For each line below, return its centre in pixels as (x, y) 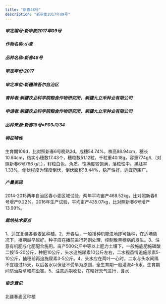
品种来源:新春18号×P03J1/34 (35, 125)
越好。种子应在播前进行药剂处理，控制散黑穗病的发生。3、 (95, 240)
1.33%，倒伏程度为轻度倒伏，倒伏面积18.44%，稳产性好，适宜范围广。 (78, 170)
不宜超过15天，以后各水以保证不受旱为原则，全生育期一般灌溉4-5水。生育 (81, 265)
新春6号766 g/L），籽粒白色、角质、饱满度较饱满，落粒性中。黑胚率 (78, 164)
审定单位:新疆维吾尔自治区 (32, 84)
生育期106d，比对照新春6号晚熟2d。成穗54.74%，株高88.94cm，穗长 (77, 152)
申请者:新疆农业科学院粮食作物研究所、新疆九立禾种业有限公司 (69, 111)
